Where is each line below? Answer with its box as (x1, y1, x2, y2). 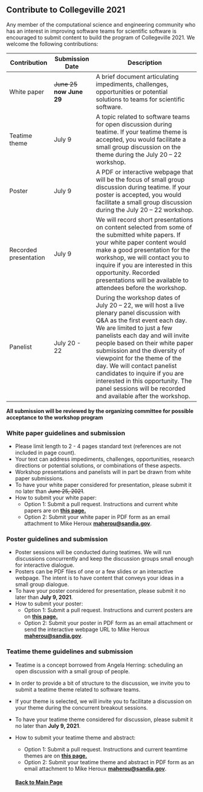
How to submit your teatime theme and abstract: (14, 734, 136, 741)
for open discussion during (95, 120, 172, 128)
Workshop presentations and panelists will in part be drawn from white (14, 469, 192, 476)
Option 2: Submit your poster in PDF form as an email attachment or (24, 619, 193, 627)
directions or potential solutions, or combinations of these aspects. (14, 462, 182, 469)
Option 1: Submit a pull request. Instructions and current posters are (24, 607, 193, 614)
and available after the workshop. (95, 392, 190, 400)
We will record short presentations (95, 215, 193, 223)
